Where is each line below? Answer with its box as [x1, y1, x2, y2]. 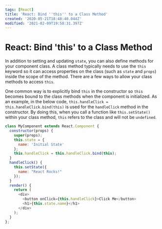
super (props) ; [14, 133, 42, 137]
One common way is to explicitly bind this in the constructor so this [5, 89, 143, 94]
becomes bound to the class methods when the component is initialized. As [5, 93, 157, 99]
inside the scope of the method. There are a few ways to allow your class [5, 74, 152, 80]
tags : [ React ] [5, 7, 34, 12]
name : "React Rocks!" [18, 169, 62, 174]
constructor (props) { [9, 128, 54, 134]
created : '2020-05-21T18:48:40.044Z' [5, 16, 82, 21]
